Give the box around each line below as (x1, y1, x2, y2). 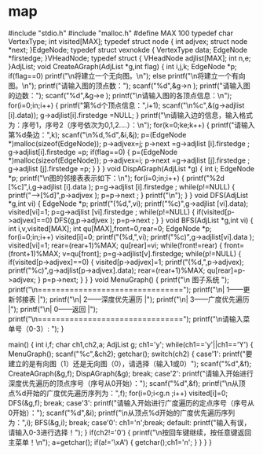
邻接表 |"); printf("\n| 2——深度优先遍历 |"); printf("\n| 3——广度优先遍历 (14, 294, 250, 304)
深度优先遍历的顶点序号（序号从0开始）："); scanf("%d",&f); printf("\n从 (8, 378, 239, 387)
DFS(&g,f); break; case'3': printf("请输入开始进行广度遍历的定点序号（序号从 (8, 398, 255, 407)
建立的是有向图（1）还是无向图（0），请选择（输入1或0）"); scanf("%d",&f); (8, 358, 252, 368)
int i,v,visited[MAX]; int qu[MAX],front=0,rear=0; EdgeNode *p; (8, 223, 212, 233)
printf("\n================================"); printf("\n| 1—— (8, 284, 243, 294)
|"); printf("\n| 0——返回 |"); (8, 304, 98, 314)
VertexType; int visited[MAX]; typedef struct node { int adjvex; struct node (8, 36, 248, 46)
